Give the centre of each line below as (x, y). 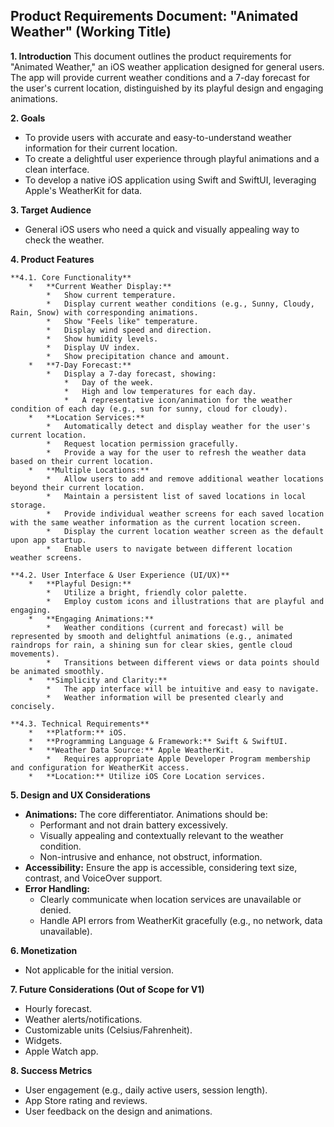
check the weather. (64, 240)
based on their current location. (82, 461)
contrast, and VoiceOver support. (93, 878)
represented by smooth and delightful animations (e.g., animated (151, 636)
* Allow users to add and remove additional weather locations (185, 479)
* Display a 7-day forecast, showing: (131, 374)
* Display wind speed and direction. (129, 330)
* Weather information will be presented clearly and (165, 697)
